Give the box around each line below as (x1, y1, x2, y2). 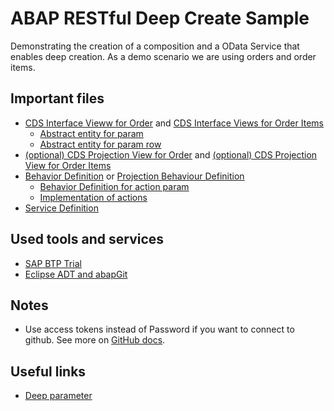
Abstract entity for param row (39, 138, 162, 150)
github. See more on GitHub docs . (24, 334, 166, 346)
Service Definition (24, 202, 99, 214)
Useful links (10, 363, 87, 380)
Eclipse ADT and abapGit (24, 268, 128, 280)
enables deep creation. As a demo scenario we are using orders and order (10, 50, 317, 62)
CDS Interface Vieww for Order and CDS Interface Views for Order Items (24, 117, 324, 129)
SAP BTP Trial (24, 257, 82, 269)
